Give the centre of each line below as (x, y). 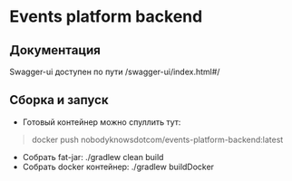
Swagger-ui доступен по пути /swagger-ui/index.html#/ (115, 71)
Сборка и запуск (59, 100)
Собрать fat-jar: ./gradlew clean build (93, 157)
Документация (55, 50)
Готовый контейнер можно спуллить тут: (102, 122)
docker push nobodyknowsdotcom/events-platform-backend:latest (157, 139)
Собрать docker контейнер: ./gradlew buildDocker (118, 167)
